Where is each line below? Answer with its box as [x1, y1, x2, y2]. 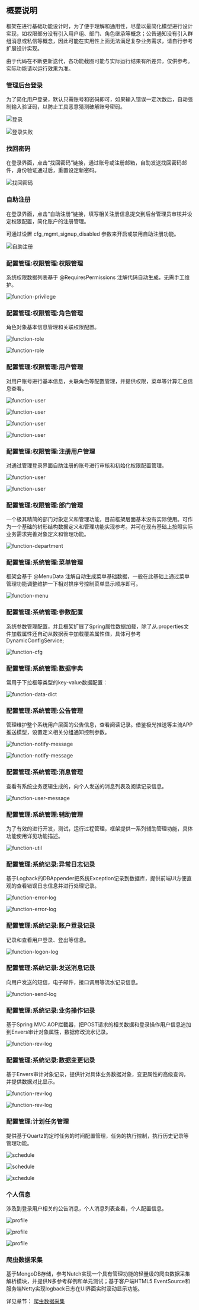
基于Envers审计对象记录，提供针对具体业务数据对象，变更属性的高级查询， [6, 1071, 189, 1078]
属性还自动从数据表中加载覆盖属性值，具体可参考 [21, 630, 141, 637]
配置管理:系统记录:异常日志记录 [6, 860, 95, 868]
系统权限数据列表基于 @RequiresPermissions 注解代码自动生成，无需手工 [6, 274, 185, 281]
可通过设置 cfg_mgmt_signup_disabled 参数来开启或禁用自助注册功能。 [6, 230, 179, 237]
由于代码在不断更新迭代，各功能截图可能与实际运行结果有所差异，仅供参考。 [6, 57, 193, 64]
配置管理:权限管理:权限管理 [6, 259, 84, 267]
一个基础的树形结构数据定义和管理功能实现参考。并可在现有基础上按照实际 [11, 523, 193, 530]
